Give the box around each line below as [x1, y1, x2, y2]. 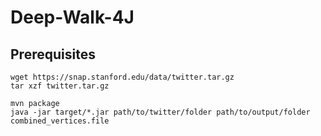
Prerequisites [10, 46, 96, 63]
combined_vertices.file [10, 116, 110, 126]
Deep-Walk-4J [10, 6, 135, 29]
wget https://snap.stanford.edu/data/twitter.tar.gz [10, 72, 235, 82]
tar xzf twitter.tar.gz [10, 81, 110, 91]
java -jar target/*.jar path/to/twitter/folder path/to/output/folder [10, 107, 311, 117]
